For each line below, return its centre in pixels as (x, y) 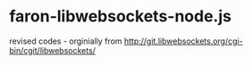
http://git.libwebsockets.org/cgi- (183, 41)
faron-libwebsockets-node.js (121, 16)
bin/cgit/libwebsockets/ (53, 50)
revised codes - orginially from (66, 41)
